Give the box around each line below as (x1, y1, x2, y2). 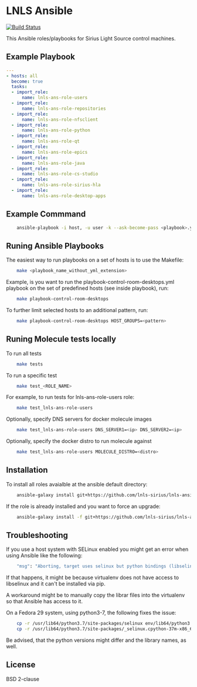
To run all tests (6, 350, 42, 357)
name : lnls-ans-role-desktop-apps (21, 192, 107, 199)
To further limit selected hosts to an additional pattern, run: (6, 307, 148, 313)
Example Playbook (6, 52, 75, 62)
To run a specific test (6, 371, 57, 379)
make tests (16, 361, 43, 367)
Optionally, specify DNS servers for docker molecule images (6, 415, 152, 423)
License (6, 660, 36, 670)
